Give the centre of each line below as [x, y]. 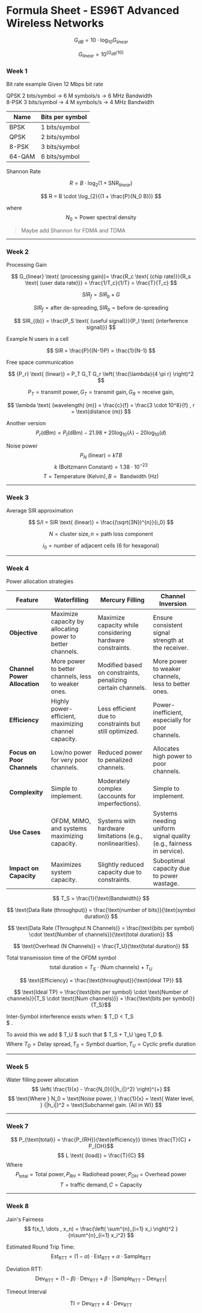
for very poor [69, 760]
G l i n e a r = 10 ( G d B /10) [101, 54]
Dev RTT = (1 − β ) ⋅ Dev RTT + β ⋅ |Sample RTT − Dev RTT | [101, 1279]
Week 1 [17, 71]
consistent [168, 625]
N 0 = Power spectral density [101, 218]
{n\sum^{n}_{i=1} [89, 1235]
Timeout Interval [26, 1292]
